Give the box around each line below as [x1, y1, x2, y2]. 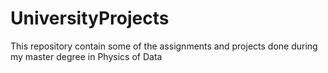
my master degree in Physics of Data [10, 50, 163, 62]
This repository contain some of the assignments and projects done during [10, 40, 318, 52]
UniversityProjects [10, 7, 170, 30]
